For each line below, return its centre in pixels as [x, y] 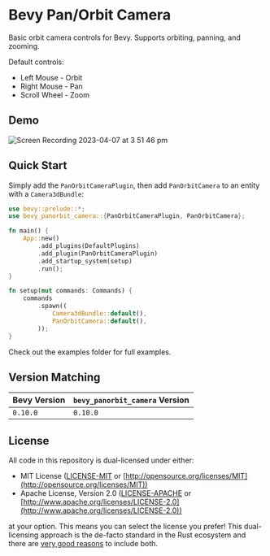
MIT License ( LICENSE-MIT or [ [73, 476]
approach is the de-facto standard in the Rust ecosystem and [143, 535]
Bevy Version [39, 400]
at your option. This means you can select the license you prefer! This [125, 527]
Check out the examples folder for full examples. [90, 352]
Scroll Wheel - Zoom [54, 94]
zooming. [24, 46]
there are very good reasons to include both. [83, 544]
